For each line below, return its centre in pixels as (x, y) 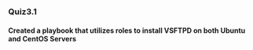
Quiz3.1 (22, 12)
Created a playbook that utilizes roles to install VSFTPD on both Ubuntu (127, 30)
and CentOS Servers (42, 38)
